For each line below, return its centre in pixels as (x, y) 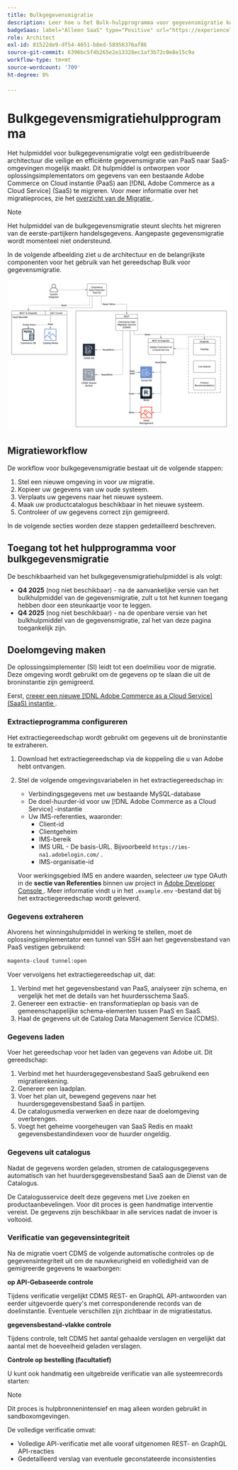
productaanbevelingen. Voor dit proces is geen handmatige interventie (110, 1204)
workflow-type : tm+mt (39, 60)
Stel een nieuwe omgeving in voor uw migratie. (86, 481)
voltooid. (20, 1219)
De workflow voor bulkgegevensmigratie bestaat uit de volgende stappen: (115, 468)
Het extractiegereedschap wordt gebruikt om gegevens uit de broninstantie (118, 737)
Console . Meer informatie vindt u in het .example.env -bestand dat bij (119, 891)
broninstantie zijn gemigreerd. (51, 682)
